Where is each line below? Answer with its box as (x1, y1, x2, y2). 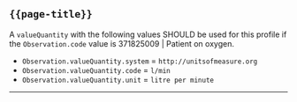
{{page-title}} (9, 8, 93, 21)
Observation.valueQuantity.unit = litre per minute (21, 74, 215, 84)
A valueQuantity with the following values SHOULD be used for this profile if (9, 29, 287, 40)
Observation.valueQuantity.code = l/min (21, 64, 171, 75)
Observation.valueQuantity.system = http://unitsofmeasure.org (21, 55, 258, 66)
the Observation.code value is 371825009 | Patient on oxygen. (9, 38, 234, 48)
